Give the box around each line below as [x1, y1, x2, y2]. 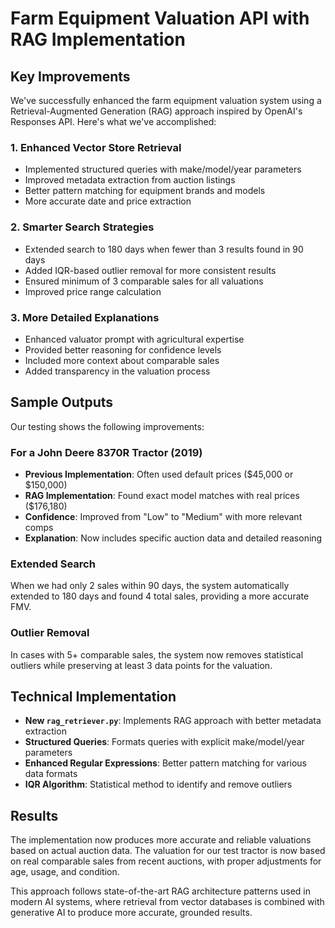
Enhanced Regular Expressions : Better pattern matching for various [24, 757, 308, 769]
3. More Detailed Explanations [10, 310, 160, 324]
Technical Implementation [10, 688, 177, 705]
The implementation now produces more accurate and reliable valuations [10, 834, 312, 846]
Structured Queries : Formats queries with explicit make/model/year [24, 736, 305, 748]
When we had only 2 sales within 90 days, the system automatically [10, 580, 290, 592]
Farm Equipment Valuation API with [10, 7, 310, 30]
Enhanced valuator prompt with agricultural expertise [24, 333, 245, 345]
